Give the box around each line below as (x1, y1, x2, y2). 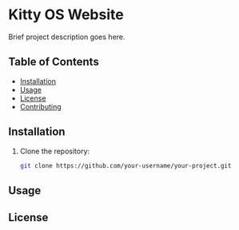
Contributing (19, 101, 62, 111)
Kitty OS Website (8, 6, 124, 24)
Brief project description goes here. (8, 32, 125, 42)
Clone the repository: (19, 146, 90, 156)
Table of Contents (8, 55, 100, 69)
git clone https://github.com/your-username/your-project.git (19, 161, 232, 169)
